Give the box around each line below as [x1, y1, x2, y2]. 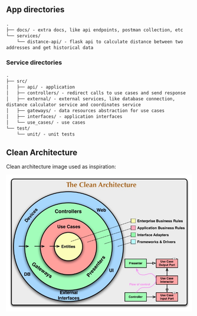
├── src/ [6, 78, 28, 84]
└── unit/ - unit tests [17, 131, 75, 137]
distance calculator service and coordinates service [6, 102, 142, 108]
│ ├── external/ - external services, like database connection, [6, 96, 176, 102]
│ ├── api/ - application [6, 84, 75, 90]
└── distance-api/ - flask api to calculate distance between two [17, 38, 183, 45]
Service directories [6, 58, 63, 67]
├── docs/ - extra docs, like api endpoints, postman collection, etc [6, 27, 183, 33]
